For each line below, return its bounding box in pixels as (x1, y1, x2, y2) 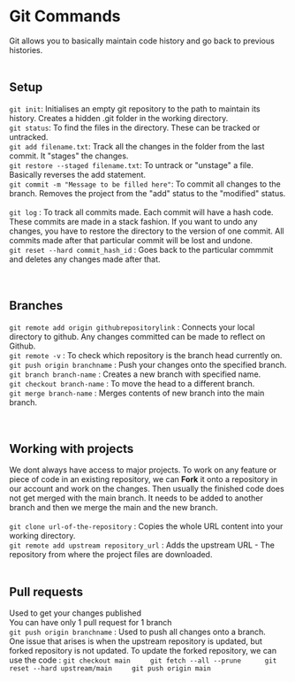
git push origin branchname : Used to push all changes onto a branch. (9, 626, 267, 638)
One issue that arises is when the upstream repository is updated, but (9, 636, 263, 647)
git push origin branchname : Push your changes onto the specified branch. (9, 359, 287, 370)
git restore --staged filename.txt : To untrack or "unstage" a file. (9, 159, 253, 170)
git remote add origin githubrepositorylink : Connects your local (9, 321, 255, 333)
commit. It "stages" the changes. (9, 150, 129, 161)
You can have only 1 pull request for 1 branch (9, 617, 172, 628)
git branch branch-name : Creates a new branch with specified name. (9, 369, 261, 379)
